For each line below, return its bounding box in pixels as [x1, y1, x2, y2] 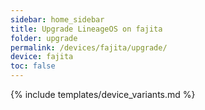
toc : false [10, 61, 56, 71]
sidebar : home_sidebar [10, 14, 105, 25]
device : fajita [10, 52, 74, 62]
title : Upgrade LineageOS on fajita [10, 24, 163, 34]
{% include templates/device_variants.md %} [10, 89, 196, 100]
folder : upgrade [10, 33, 78, 43]
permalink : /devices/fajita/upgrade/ [10, 42, 168, 53]
